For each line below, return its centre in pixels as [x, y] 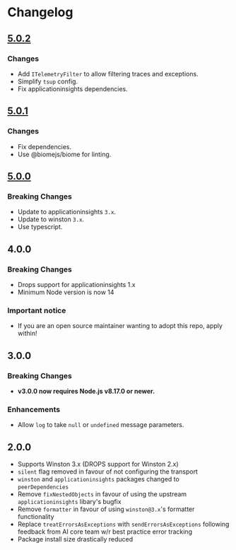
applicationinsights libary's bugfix [69, 502]
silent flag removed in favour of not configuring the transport [107, 472]
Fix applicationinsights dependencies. [73, 88]
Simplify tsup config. [48, 81]
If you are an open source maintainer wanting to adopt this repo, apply [120, 326]
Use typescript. [40, 227]
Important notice [37, 310]
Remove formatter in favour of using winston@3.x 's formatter [106, 509]
